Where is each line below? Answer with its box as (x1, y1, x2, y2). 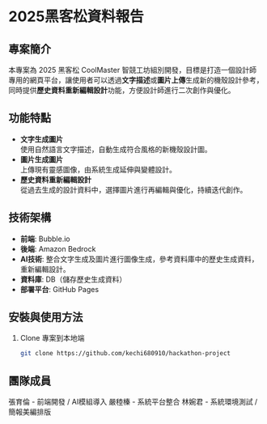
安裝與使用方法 (8, 311, 83, 324)
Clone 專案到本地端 (19, 333, 85, 343)
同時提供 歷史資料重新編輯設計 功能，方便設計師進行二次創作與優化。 (8, 86, 235, 95)
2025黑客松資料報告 (8, 7, 144, 26)
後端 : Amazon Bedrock (19, 244, 96, 253)
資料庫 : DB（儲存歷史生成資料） (19, 274, 127, 284)
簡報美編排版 (8, 407, 51, 417)
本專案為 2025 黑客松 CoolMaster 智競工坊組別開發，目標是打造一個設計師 (8, 66, 257, 74)
